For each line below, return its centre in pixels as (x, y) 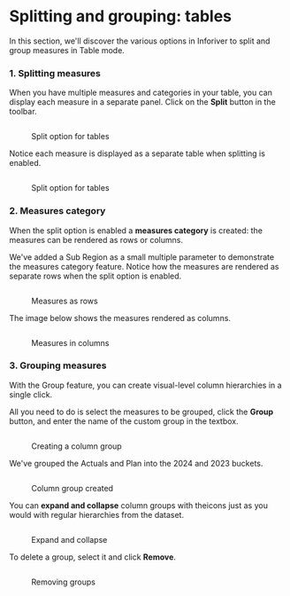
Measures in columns (70, 342)
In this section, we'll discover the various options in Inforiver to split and (140, 41)
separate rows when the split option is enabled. (95, 276)
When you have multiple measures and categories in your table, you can (141, 93)
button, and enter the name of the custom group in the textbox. (124, 421)
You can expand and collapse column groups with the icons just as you (138, 505)
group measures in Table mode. (67, 50)
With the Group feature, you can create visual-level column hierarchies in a (145, 385)
